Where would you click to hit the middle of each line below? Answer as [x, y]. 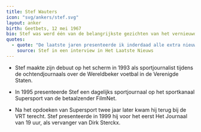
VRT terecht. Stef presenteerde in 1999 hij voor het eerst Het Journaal [101, 116]
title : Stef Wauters [32, 12]
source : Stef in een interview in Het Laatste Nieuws [85, 51]
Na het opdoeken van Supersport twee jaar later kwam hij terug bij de [100, 110]
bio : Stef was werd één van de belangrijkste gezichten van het [88, 34]
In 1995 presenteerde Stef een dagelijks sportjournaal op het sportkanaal [105, 92]
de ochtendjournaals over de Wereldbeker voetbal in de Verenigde [97, 74]
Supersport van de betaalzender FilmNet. [66, 98]
